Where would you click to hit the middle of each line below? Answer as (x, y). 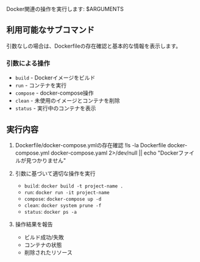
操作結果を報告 (34, 224)
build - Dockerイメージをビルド (55, 78)
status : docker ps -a (51, 211)
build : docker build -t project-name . (74, 186)
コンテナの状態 (43, 245)
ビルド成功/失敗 (44, 237)
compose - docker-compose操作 (55, 93)
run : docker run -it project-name (67, 192)
